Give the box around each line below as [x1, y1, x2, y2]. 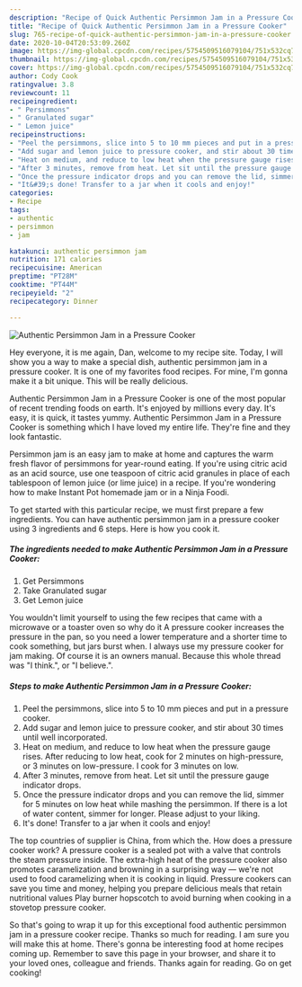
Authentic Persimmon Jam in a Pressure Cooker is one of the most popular [9, 393, 286, 404]
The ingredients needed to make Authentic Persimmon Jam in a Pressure [9, 544, 289, 555]
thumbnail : [9, 55, 50, 64]
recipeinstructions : [9, 130, 87, 139]
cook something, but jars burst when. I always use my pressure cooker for [9, 641, 284, 652]
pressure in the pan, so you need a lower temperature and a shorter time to [9, 631, 288, 643]
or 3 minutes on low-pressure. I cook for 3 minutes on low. [22, 760, 239, 771]
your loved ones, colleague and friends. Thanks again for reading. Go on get [9, 958, 292, 969]
